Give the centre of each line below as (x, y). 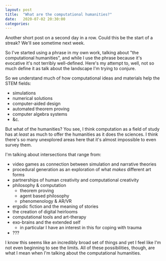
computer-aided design (36, 104)
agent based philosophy (44, 196)
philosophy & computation (39, 185)
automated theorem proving (41, 109)
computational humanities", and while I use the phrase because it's (74, 58)
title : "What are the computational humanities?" (59, 14)
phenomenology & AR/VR (46, 201)
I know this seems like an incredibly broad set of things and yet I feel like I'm (83, 243)
